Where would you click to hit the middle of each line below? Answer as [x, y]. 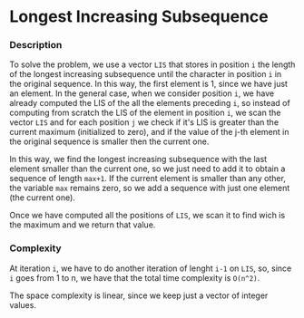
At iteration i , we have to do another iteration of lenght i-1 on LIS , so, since [151, 268]
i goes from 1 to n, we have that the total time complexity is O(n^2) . [135, 277]
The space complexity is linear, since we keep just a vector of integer [139, 295]
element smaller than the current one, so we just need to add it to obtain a [147, 169]
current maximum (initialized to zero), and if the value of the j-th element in [149, 132]
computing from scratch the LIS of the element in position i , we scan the [145, 113]
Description [36, 45]
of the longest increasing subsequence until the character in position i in [146, 74]
